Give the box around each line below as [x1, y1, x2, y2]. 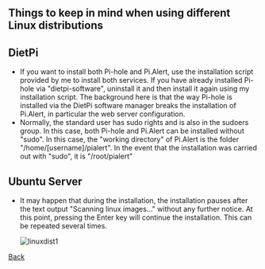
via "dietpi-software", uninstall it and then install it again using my [35, 84, 250, 94]
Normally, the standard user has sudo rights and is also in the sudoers [19, 118, 249, 127]
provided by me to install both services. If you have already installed [19, 76, 243, 85]
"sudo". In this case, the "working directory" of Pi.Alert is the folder [19, 134, 240, 144]
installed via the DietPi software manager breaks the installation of [19, 101, 236, 111]
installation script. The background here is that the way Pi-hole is [19, 92, 232, 102]
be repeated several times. [19, 221, 107, 231]
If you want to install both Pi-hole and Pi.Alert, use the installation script [19, 67, 254, 76]
